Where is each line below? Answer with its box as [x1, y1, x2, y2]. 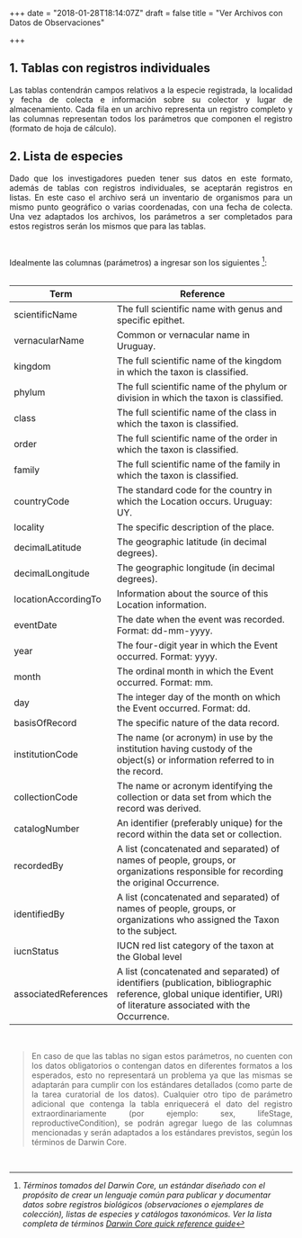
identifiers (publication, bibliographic [116, 976, 272, 989]
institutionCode [13, 749, 79, 761]
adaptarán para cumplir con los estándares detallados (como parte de [31, 1080, 293, 1090]
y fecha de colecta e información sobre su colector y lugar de [9, 94, 293, 104]
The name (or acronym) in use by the [116, 731, 274, 744]
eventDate [13, 619, 58, 632]
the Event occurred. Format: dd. [116, 702, 251, 714]
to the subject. [116, 925, 178, 937]
